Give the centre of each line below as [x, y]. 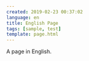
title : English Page [33, 23]
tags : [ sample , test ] [34, 29]
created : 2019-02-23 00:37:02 [45, 12]
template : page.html [33, 34]
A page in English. [29, 51]
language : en [23, 18]
